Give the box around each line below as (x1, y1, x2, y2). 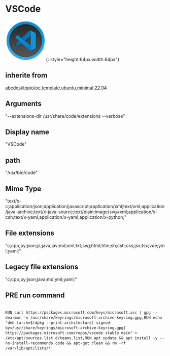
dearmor (5, 315, 22, 320)
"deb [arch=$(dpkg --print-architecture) (5, 320, 94, 325)
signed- (96, 320, 113, 325)
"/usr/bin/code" (5, 169, 38, 176)
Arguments (5, 99, 42, 108)
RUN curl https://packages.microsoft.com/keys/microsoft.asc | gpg (5, 310, 151, 315)
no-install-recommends (5, 341, 53, 346)
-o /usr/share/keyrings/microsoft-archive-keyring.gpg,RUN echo (23, 315, 162, 320)
